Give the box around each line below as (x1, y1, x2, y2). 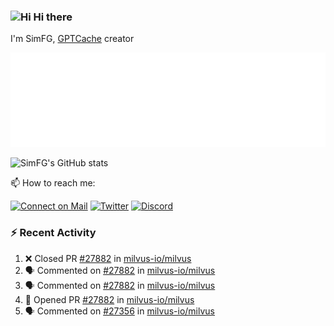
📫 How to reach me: (10, 177, 96, 189)
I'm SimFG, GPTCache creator (10, 33, 135, 45)
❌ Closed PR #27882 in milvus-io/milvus (24, 252, 192, 264)
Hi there (33, 10, 73, 24)
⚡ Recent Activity (10, 226, 97, 240)
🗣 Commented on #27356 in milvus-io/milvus (24, 305, 215, 317)
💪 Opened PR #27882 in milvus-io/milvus (24, 293, 195, 305)
